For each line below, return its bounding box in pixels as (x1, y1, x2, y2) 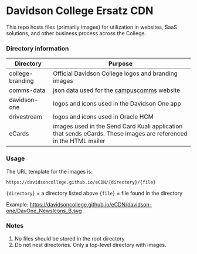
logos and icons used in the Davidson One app (53, 100, 181, 108)
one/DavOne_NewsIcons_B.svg (6, 207, 82, 214)
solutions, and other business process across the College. (6, 29, 147, 36)
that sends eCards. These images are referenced (53, 130, 188, 138)
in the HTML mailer (53, 137, 106, 145)
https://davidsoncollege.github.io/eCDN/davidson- (29, 201, 152, 208)
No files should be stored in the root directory (14, 235, 125, 242)
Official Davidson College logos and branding (53, 69, 178, 77)
